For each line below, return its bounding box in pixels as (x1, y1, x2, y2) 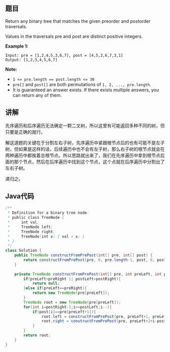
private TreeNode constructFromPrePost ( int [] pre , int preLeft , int (14, 271, 162, 277)
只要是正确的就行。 (5, 129, 46, 135)
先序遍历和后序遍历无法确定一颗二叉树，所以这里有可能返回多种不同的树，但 (5, 123, 165, 129)
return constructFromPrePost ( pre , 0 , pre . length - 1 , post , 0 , (23, 257, 155, 263)
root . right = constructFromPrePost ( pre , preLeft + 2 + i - (41, 319, 157, 324)
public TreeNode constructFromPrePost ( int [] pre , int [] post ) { (14, 253, 153, 258)
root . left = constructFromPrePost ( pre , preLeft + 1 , (41, 314, 151, 319)
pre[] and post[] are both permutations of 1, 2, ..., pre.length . (12, 81, 151, 87)
